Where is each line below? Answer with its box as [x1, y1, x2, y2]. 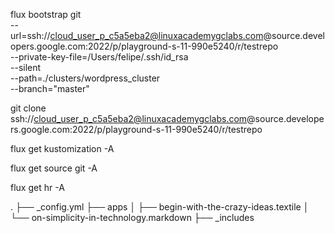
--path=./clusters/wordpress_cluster [10, 72, 161, 84]
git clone [10, 102, 47, 114]
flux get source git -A [10, 162, 98, 174]
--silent [10, 62, 42, 73]
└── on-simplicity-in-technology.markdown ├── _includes [10, 212, 255, 223]
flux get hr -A [10, 182, 65, 193]
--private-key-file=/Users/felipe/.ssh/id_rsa [10, 51, 189, 63]
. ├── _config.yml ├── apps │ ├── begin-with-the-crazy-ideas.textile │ [10, 201, 310, 213]
